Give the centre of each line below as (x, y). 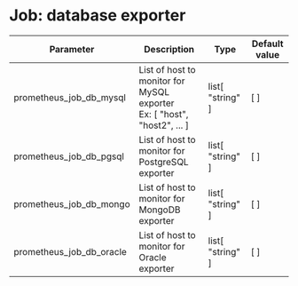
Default (267, 44)
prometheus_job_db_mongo (72, 203)
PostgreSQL (164, 162)
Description (169, 49)
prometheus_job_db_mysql (70, 97)
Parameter (72, 49)
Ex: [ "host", (164, 114)
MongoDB (160, 210)
